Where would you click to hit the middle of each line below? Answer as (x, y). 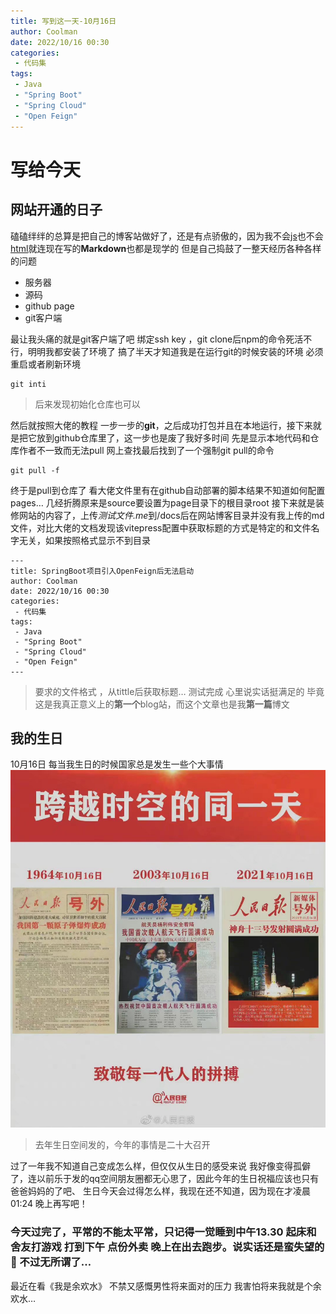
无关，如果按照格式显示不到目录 (84, 540)
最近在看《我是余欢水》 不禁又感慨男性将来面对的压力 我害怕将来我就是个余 (166, 1286)
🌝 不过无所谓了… (51, 1262)
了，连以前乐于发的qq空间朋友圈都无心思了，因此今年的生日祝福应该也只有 (165, 1179)
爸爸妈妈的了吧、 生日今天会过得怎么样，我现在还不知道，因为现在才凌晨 (160, 1191)
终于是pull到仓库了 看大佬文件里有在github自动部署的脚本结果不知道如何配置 (168, 490)
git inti (28, 384)
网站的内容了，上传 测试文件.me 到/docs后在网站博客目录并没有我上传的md (171, 515)
